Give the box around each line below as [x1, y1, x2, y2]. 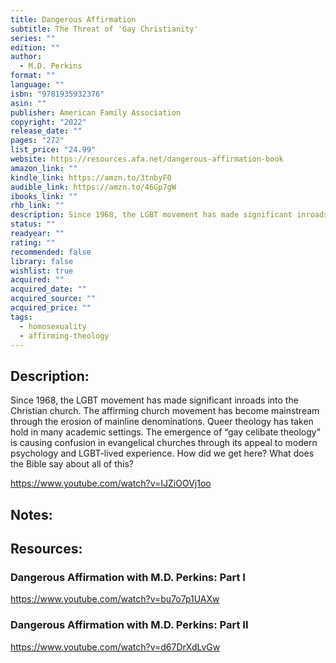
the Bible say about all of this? [10, 458, 134, 470]
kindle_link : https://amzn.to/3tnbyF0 [10, 172, 172, 183]
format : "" [10, 71, 56, 81]
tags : [10, 312, 33, 322]
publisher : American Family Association [10, 107, 182, 118]
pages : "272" [10, 136, 65, 146]
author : [10, 52, 43, 62]
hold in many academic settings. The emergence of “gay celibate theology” [10, 426, 321, 438]
